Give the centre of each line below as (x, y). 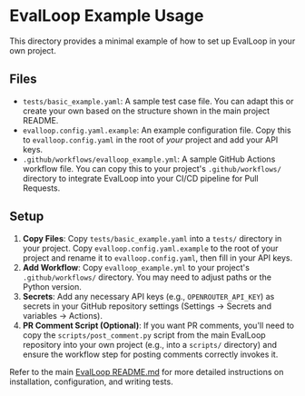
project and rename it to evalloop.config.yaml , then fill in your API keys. (157, 257)
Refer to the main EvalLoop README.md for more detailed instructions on (147, 371)
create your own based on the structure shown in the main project (146, 111)
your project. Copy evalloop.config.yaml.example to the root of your (150, 248)
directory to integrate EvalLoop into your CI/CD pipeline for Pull (140, 178)
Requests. (41, 188)
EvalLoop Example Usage (107, 16)
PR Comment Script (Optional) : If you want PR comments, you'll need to (158, 325)
